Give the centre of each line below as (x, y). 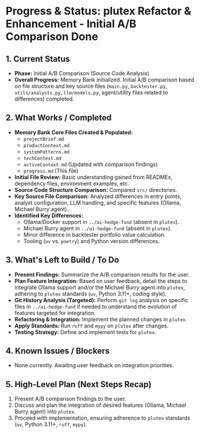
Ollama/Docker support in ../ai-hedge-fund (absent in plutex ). (101, 222)
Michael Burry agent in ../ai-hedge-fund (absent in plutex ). (98, 228)
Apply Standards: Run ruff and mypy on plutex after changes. (92, 326)
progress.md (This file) (51, 170)
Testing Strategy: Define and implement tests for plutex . (85, 332)
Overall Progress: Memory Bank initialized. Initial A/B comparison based (104, 80)
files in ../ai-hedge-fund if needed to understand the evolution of (95, 306)
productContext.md (46, 146)
